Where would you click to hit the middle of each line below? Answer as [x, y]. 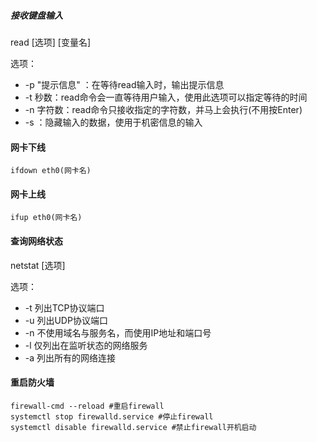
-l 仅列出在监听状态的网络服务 [86, 345]
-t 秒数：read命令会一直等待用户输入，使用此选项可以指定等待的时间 [166, 97]
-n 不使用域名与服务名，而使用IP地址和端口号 [118, 332]
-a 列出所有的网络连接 [70, 357]
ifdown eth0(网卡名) [51, 171]
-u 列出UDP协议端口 [66, 320]
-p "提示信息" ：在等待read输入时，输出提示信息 [124, 84]
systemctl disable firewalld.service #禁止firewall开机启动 [133, 427]
